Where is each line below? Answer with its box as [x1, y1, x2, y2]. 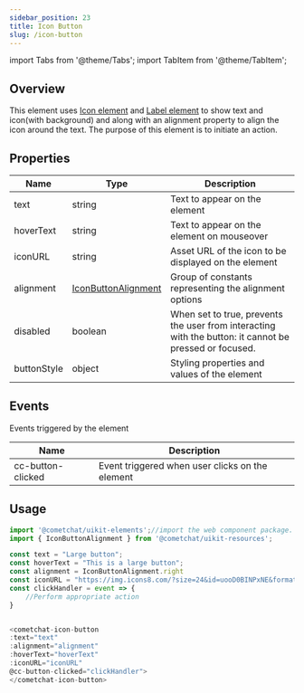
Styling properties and [170, 356, 265, 369]
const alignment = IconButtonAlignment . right [9, 567, 184, 576]
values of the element [170, 368, 262, 380]
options [170, 293, 203, 306]
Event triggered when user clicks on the [98, 459, 268, 471]
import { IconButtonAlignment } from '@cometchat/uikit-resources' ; [9, 534, 273, 543]
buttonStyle [14, 363, 63, 375]
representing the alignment [170, 282, 285, 294]
